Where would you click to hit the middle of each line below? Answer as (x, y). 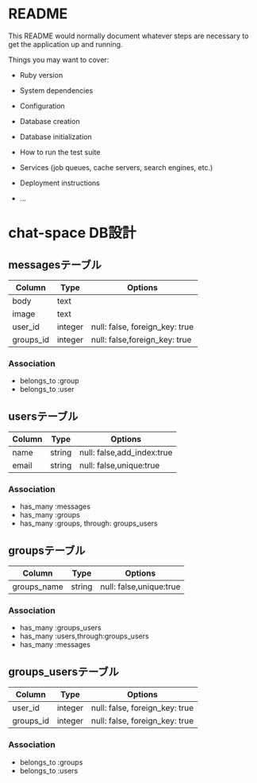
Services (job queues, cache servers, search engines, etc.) (116, 167)
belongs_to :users (49, 770)
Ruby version (41, 75)
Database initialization (56, 137)
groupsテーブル (47, 550)
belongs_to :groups (51, 762)
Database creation (50, 121)
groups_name (38, 587)
